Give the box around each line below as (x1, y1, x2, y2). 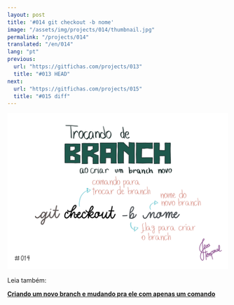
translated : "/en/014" (7, 41, 74, 48)
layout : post (7, 11, 46, 18)
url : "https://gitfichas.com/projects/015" (13, 85, 142, 93)
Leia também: (7, 276, 47, 285)
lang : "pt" (7, 48, 39, 55)
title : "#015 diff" (13, 93, 71, 100)
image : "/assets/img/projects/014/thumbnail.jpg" (7, 26, 156, 33)
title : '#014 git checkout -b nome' (7, 18, 114, 26)
